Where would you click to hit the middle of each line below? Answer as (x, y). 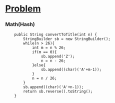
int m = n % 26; (49, 48)
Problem (23, 9)
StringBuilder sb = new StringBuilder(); (67, 39)
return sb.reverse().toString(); (58, 91)
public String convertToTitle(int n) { (56, 35)
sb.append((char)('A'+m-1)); (71, 70)
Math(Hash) (20, 24)
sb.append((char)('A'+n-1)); (53, 87)
